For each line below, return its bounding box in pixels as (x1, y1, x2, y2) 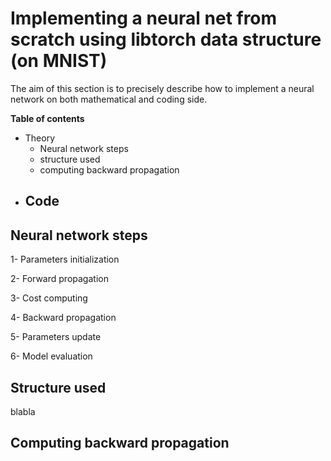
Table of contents (10, 112, 85, 124)
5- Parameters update (10, 331, 102, 343)
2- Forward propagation (10, 273, 109, 285)
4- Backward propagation (10, 312, 117, 324)
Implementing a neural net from (10, 7, 278, 30)
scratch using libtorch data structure (10, 28, 322, 51)
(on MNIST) (10, 50, 108, 72)
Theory (24, 132, 56, 144)
